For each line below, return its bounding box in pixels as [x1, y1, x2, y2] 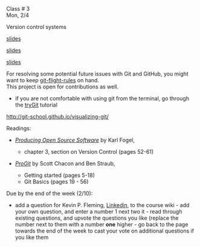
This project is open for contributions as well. [6, 83, 119, 90]
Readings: [6, 125, 31, 132]
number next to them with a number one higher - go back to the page [15, 221, 189, 228]
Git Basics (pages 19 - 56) [24, 178, 89, 185]
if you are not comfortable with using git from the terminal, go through [15, 95, 189, 102]
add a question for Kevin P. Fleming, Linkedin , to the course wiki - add [15, 202, 190, 208]
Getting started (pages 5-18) [24, 172, 95, 179]
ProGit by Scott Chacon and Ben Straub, [15, 160, 115, 167]
